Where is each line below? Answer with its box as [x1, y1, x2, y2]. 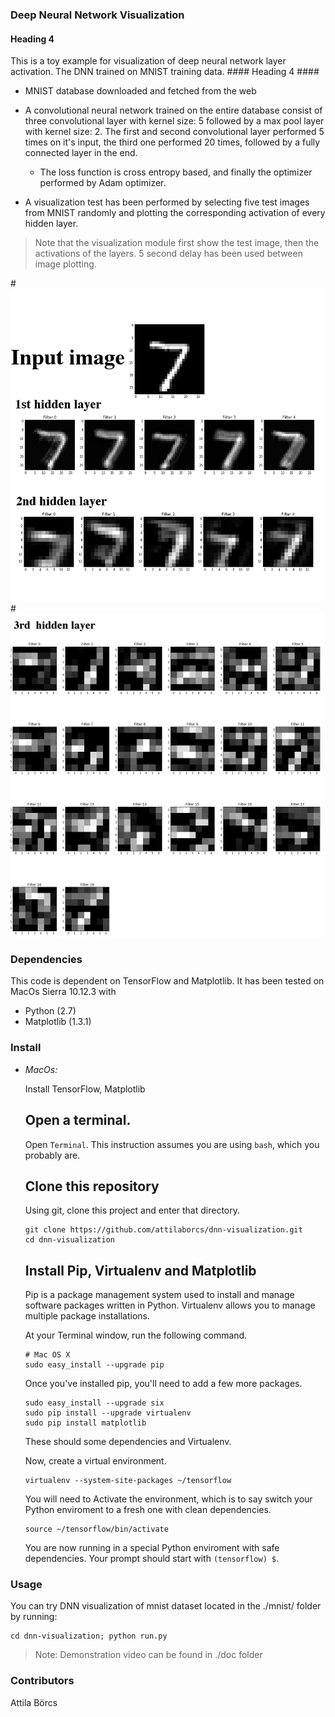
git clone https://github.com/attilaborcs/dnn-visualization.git [24, 1225, 303, 1235]
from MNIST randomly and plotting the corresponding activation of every [24, 207, 326, 219]
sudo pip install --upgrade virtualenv [24, 1408, 192, 1418]
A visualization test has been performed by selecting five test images [24, 196, 310, 208]
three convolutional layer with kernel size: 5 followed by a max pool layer [24, 115, 325, 127]
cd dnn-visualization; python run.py [10, 1631, 168, 1642]
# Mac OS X [24, 1350, 71, 1360]
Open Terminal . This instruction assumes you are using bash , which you [24, 1138, 320, 1150]
